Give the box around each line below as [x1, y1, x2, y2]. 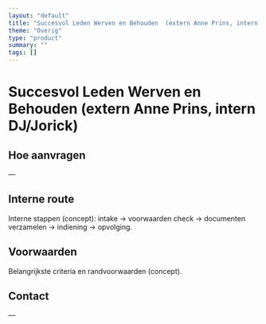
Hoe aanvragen [8, 148, 86, 162]
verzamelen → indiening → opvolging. [8, 222, 133, 232]
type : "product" [8, 33, 62, 42]
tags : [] [8, 49, 37, 57]
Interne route [8, 193, 75, 206]
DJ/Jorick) [8, 117, 79, 135]
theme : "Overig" [8, 26, 62, 34]
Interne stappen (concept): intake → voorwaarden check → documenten [8, 213, 245, 223]
